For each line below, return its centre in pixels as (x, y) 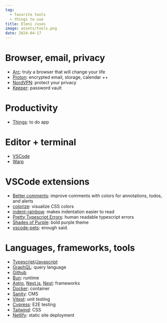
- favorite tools (28, 15)
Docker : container (31, 288)
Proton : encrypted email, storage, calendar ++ (60, 77)
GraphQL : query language (39, 267)
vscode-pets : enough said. (40, 227)
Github (19, 272)
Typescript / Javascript (35, 262)
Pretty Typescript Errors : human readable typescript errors (73, 217)
